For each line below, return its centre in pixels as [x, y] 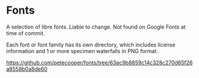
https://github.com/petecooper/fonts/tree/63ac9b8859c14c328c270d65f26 [99, 63]
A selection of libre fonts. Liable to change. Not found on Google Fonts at [96, 27]
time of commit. [25, 33]
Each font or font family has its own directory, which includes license [91, 45]
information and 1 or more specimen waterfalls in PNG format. [82, 51]
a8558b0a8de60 [27, 68]
